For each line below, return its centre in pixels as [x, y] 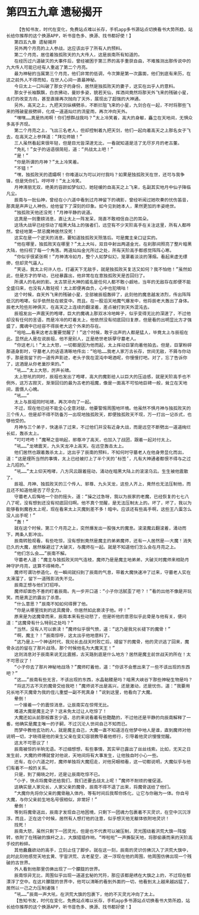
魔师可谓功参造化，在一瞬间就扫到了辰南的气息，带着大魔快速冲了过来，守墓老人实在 [102, 572]
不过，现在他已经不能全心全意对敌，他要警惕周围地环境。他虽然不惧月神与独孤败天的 [102, 408]
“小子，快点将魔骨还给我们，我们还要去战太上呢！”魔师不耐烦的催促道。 [90, 781]
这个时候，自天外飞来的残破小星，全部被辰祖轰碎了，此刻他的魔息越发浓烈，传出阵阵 [102, 295]
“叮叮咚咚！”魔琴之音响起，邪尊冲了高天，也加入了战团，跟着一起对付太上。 [94, 440]
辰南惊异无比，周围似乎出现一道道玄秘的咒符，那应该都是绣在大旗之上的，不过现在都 [102, 875]
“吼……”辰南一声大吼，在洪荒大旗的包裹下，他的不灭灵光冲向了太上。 [86, 894]
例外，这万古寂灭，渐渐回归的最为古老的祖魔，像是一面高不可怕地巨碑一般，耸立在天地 [97, 383]
